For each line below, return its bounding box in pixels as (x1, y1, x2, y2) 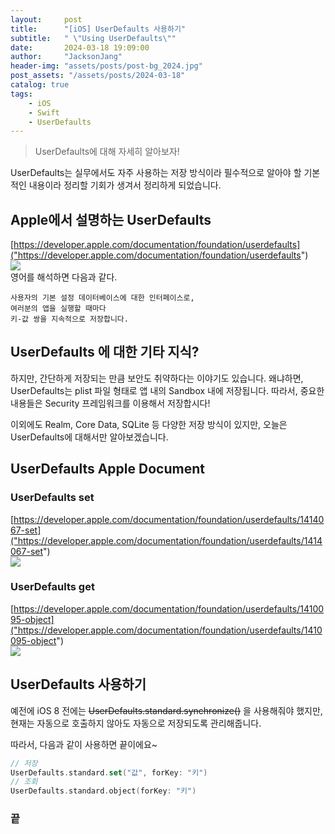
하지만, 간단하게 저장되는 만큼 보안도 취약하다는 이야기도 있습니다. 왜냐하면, (10, 372, 304, 384)
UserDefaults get (10, 580, 95, 594)
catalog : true (10, 80, 70, 90)
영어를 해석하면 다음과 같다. (10, 271, 118, 283)
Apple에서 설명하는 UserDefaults (10, 211, 212, 228)
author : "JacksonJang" (10, 52, 123, 62)
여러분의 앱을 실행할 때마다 (10, 304, 107, 314)
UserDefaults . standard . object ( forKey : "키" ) (10, 786, 197, 796)
